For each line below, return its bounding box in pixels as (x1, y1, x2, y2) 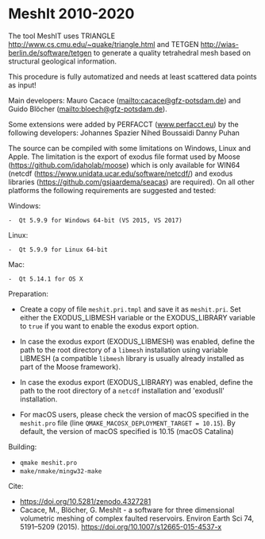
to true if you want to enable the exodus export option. (19, 321, 199, 331)
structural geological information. (8, 56, 117, 66)
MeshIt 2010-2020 (8, 5, 135, 23)
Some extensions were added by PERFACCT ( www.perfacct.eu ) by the (8, 119, 240, 129)
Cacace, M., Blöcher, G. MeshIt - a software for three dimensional (19, 505, 235, 514)
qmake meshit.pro (19, 459, 78, 467)
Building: (8, 442, 37, 452)
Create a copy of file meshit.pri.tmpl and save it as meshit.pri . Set (19, 304, 241, 314)
